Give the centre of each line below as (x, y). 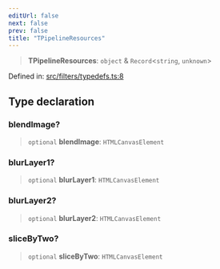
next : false (28, 23)
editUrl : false (34, 16)
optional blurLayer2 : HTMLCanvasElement (94, 218)
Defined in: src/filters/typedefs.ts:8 (66, 76)
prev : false (28, 30)
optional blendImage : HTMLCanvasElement (96, 142)
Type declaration (51, 101)
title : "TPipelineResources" (57, 38)
